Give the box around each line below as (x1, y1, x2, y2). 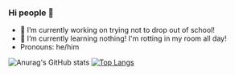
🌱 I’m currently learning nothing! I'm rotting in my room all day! (19, 34, 227, 43)
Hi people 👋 (8, 7, 54, 18)
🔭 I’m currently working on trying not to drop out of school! (19, 26, 216, 35)
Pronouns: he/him (19, 42, 80, 52)
